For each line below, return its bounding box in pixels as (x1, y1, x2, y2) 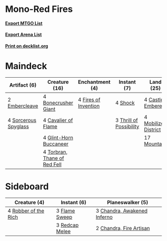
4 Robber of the (7, 207, 45, 214)
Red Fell (43, 161, 62, 168)
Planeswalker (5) (107, 199, 148, 206)
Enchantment (78, 78, 111, 85)
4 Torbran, (43, 148, 68, 155)
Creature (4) (14, 199, 45, 206)
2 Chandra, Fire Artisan (95, 225, 150, 232)
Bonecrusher (43, 99, 74, 106)
